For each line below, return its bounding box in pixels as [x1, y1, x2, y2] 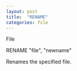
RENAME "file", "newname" [6, 47, 72, 54]
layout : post [6, 8, 38, 15]
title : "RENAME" [6, 14, 48, 20]
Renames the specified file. [6, 58, 72, 65]
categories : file [6, 19, 48, 25]
